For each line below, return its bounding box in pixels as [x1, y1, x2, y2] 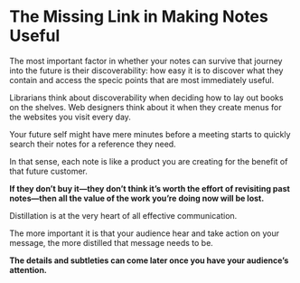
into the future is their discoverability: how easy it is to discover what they [9, 65, 284, 76]
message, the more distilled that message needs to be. [9, 237, 214, 248]
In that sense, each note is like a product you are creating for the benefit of [9, 156, 288, 166]
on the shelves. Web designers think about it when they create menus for [9, 101, 282, 112]
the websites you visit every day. [9, 111, 131, 122]
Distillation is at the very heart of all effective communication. [9, 210, 238, 221]
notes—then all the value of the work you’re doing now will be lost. [9, 193, 265, 203]
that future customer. [9, 165, 89, 176]
